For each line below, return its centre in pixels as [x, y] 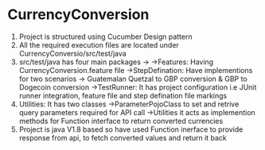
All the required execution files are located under [99, 44]
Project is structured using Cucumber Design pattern [105, 37]
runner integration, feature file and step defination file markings [123, 95]
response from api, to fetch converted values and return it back [123, 137]
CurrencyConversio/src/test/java [72, 53]
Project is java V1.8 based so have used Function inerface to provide [131, 129]
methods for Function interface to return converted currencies [121, 121]
